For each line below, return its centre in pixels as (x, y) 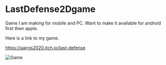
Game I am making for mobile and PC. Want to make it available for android (83, 23)
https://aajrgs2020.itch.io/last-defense (45, 47)
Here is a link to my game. (32, 38)
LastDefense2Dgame (50, 9)
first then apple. (22, 28)
